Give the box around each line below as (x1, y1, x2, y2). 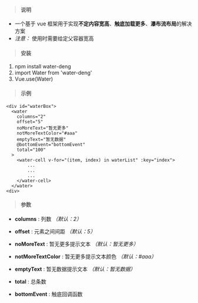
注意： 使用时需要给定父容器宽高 (14, 35, 94, 42)
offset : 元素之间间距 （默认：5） (14, 228, 96, 235)
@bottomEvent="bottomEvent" (16, 141, 85, 147)
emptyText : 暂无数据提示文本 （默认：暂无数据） (14, 265, 136, 272)
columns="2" (16, 113, 46, 120)
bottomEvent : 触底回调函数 (14, 290, 83, 298)
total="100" (16, 147, 46, 153)
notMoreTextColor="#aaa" (16, 130, 78, 136)
